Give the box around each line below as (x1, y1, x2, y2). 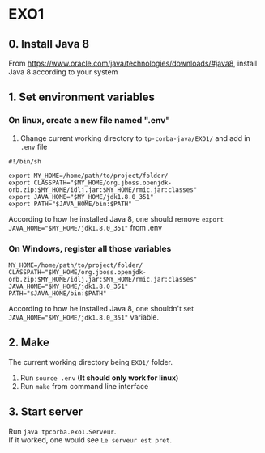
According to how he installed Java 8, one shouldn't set (8, 303, 194, 313)
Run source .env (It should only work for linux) (19, 373, 179, 383)
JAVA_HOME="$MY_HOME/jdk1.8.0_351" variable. (8, 312, 160, 322)
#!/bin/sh (8, 157, 42, 166)
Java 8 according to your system (8, 67, 118, 77)
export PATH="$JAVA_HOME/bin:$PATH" (8, 200, 132, 208)
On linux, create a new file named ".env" (8, 115, 171, 126)
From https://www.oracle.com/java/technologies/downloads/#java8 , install (8, 58, 258, 68)
